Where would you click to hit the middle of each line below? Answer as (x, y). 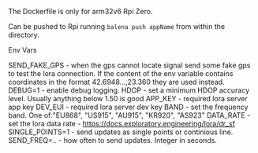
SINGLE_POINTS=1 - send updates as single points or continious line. (121, 132)
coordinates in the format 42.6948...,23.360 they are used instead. (116, 82)
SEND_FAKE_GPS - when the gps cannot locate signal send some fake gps (129, 65)
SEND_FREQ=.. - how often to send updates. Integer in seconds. (112, 140)
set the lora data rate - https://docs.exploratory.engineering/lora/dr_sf (122, 124)
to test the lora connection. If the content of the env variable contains (121, 73)
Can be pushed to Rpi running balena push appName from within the (117, 26)
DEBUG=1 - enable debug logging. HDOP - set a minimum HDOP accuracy (129, 90)
